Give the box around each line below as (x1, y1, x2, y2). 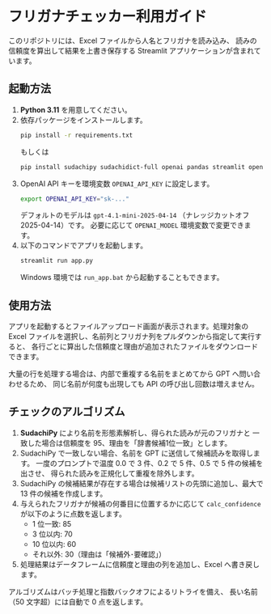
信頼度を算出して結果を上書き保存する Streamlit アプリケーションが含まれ (8, 45, 255, 55)
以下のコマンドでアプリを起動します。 (19, 240, 148, 251)
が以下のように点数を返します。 (19, 509, 127, 519)
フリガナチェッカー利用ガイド (8, 7, 208, 26)
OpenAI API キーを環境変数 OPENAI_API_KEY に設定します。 (19, 179, 214, 188)
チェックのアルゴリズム (8, 405, 125, 419)
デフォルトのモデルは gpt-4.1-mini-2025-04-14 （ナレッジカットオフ (19, 210, 250, 220)
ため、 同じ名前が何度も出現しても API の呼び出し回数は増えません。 (29, 379, 259, 389)
